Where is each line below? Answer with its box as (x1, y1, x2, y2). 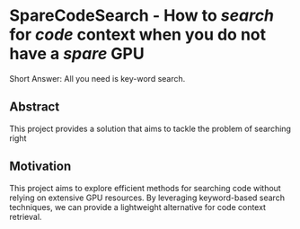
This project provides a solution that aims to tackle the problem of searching (9, 123, 292, 134)
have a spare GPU (9, 44, 146, 64)
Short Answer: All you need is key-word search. (9, 73, 186, 84)
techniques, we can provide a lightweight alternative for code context (9, 201, 267, 212)
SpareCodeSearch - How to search (9, 5, 275, 26)
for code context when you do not (9, 24, 267, 45)
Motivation (9, 159, 72, 174)
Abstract (9, 100, 60, 115)
